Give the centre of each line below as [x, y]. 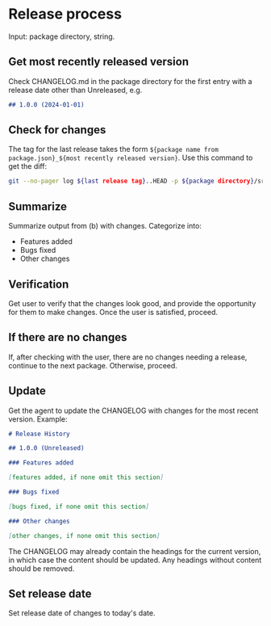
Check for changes [57, 130]
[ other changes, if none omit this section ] [84, 536]
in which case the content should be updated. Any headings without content [135, 560]
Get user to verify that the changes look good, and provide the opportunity [132, 303]
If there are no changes [68, 337]
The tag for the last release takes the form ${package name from [114, 149]
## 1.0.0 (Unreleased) [46, 448]
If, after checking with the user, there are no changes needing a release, [128, 357]
